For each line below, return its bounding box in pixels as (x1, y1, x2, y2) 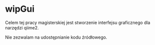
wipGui (5, 3, 35, 15)
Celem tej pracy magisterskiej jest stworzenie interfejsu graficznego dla (5, 20, 151, 25)
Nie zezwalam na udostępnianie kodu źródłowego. (5, 34, 107, 40)
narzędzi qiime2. (5, 24, 39, 30)
